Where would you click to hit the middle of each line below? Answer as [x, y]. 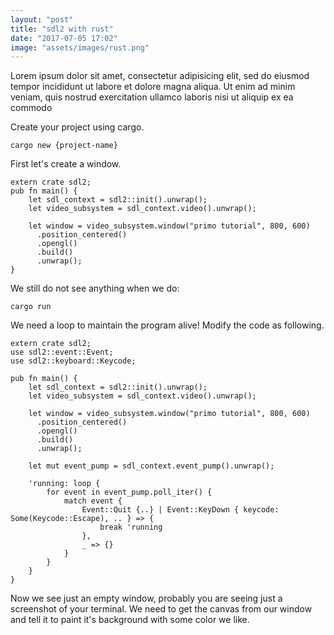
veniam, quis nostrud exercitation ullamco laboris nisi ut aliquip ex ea [152, 97]
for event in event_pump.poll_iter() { [129, 492]
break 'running [131, 527]
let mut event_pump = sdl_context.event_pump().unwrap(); [151, 466]
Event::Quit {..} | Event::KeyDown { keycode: [180, 510]
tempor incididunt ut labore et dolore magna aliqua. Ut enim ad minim [153, 87]
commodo [31, 108]
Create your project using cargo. [77, 127]
